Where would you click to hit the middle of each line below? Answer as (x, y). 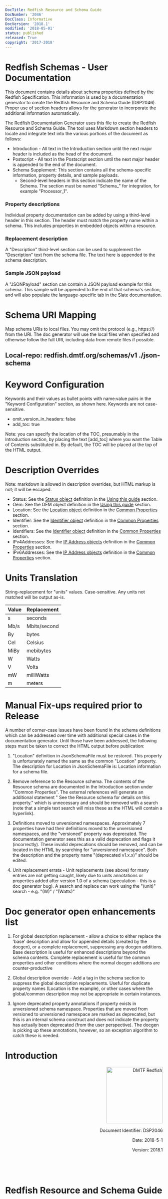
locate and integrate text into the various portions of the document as (77, 133)
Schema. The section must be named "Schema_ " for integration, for (90, 185)
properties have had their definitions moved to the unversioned (77, 828)
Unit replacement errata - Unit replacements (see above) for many (80, 870)
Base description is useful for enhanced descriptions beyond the (79, 952)
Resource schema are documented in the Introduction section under (83, 786)
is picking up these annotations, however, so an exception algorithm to (85, 1030)
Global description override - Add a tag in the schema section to (78, 977)
